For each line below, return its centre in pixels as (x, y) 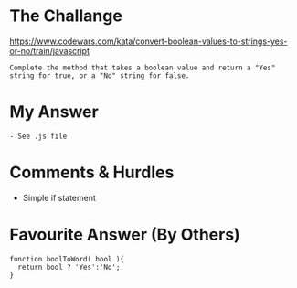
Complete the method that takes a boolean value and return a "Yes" (143, 68)
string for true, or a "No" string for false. (100, 75)
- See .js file (38, 136)
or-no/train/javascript (49, 50)
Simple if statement (59, 197)
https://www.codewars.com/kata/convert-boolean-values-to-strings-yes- (148, 41)
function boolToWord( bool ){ (67, 259)
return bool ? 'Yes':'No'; (69, 267)
